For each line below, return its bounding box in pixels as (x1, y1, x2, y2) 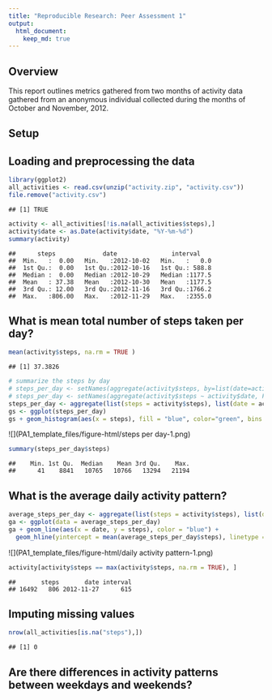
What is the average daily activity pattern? (8, 488, 227, 503)
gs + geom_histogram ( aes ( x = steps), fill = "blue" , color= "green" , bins (8, 414, 263, 423)
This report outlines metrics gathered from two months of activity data (8, 86, 243, 96)
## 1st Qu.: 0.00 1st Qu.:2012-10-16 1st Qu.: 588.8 (8, 264, 212, 272)
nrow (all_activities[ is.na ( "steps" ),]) (8, 629, 143, 637)
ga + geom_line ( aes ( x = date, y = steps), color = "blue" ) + (8, 525, 219, 534)
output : (8, 19, 35, 28)
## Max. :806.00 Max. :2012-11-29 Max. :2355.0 (8, 292, 212, 300)
